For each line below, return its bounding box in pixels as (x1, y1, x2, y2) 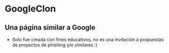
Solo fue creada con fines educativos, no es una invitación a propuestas (12, 36, 164, 42)
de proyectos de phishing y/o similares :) (12, 42, 98, 48)
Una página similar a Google (5, 23, 96, 32)
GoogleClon (5, 3, 57, 15)
